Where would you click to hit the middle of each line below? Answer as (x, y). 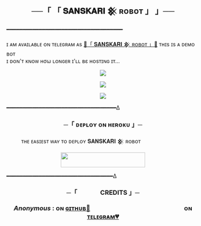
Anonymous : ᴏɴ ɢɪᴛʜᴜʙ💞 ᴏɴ (103, 208)
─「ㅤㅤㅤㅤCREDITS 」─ (103, 192)
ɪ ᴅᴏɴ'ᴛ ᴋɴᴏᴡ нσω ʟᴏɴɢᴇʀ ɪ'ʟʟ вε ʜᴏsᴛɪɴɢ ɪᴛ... (63, 61)
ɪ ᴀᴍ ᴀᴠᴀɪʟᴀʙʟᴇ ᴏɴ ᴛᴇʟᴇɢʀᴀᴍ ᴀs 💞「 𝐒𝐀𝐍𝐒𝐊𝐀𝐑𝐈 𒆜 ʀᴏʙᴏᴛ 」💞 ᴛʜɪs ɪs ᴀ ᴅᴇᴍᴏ (100, 44)
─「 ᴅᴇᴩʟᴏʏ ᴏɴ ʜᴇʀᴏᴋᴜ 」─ (103, 125)
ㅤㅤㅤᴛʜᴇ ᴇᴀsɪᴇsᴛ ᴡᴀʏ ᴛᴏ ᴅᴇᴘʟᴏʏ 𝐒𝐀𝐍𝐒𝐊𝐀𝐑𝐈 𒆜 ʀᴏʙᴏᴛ (74, 141)
